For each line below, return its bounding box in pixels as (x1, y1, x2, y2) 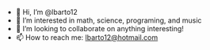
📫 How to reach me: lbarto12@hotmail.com (15, 33, 158, 42)
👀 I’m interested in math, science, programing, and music (15, 16, 202, 25)
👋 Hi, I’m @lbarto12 (15, 8, 78, 16)
